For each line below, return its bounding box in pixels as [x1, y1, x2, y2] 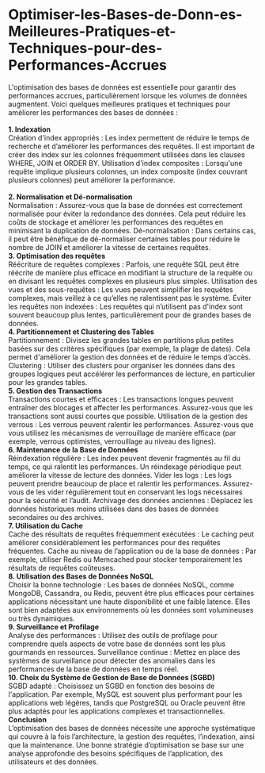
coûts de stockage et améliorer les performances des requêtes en [8, 217, 224, 227]
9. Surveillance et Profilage [8, 621, 100, 632]
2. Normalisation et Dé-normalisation [8, 192, 133, 202]
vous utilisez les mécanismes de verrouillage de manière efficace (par [8, 428, 237, 437]
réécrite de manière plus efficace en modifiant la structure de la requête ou [8, 267, 253, 277]
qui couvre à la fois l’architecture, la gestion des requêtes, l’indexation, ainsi [8, 732, 255, 741]
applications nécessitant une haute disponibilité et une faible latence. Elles [8, 597, 251, 606]
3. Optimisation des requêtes [8, 251, 105, 260]
